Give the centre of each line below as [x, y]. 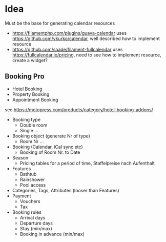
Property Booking [31, 94]
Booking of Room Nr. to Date [50, 152]
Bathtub [28, 174]
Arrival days [33, 217]
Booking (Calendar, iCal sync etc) [47, 147]
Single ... [29, 130]
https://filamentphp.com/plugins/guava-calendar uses [69, 33]
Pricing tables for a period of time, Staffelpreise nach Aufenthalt [87, 163]
